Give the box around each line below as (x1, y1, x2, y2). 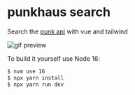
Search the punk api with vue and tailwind (7, 27, 128, 36)
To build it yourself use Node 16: (7, 54, 100, 63)
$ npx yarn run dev (7, 81, 64, 88)
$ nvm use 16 (7, 68, 45, 75)
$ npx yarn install (7, 74, 64, 81)
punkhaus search (7, 4, 111, 20)
